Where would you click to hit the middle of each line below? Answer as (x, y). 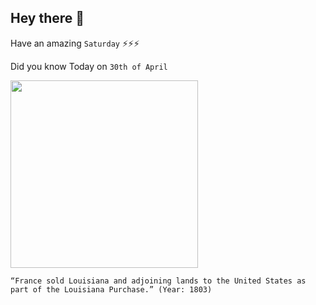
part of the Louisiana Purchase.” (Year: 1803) (111, 289)
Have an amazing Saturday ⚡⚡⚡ (75, 43)
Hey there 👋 (47, 18)
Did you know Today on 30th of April (89, 66)
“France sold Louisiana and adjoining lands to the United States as (158, 281)
